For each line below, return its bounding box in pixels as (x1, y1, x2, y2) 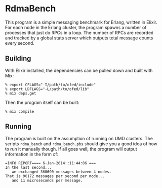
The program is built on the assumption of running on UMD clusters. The (5, 135, 153, 141)
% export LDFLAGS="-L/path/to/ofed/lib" (5, 87, 90, 92)
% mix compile (5, 109, 35, 114)
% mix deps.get (5, 91, 37, 96)
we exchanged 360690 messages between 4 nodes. (11, 169, 112, 174)
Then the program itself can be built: (5, 99, 80, 105)
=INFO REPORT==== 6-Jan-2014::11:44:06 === (5, 160, 96, 165)
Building (5, 55, 31, 63)
